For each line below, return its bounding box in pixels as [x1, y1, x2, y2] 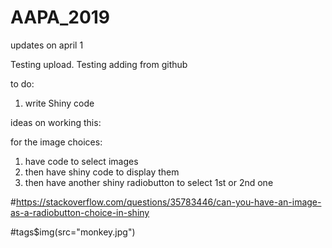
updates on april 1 [10, 39, 84, 51]
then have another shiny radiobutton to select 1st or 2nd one [24, 176, 274, 188]
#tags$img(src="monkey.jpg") [10, 226, 136, 238]
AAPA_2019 [10, 6, 111, 29]
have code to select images [24, 155, 139, 167]
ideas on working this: [10, 116, 102, 128]
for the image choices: [10, 136, 103, 148]
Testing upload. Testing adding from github [10, 58, 188, 70]
